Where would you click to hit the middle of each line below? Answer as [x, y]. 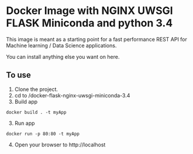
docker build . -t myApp [36, 112]
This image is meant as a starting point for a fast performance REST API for [96, 39]
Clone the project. [36, 89]
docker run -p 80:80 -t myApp [43, 134]
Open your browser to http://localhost [60, 145]
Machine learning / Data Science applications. [61, 45]
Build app [26, 101]
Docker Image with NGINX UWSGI [90, 11]
